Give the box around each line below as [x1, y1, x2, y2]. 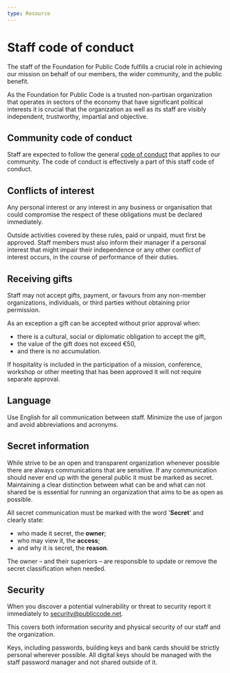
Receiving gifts [7, 273, 73, 285]
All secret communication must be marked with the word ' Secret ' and [7, 508, 204, 516]
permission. [7, 306, 41, 313]
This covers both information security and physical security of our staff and [7, 623, 221, 631]
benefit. [7, 77, 30, 85]
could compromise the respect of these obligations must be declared [7, 210, 203, 219]
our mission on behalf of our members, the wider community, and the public [7, 69, 222, 78]
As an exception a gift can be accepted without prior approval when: [7, 319, 201, 327]
